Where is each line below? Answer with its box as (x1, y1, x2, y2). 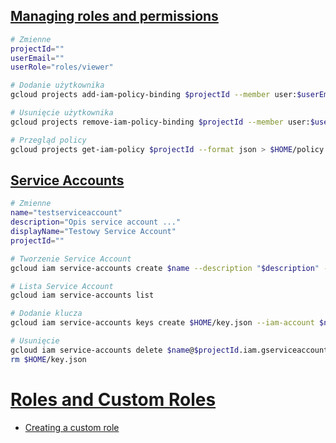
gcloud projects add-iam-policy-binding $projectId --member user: (10, 90, 298, 100)
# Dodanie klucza (10, 309, 83, 319)
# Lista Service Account (10, 281, 114, 291)
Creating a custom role (24, 421, 120, 433)
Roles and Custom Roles (10, 388, 217, 411)
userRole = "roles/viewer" (10, 62, 114, 73)
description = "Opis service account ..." (10, 217, 182, 228)
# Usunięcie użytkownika (10, 108, 114, 118)
